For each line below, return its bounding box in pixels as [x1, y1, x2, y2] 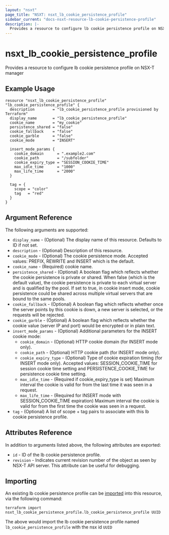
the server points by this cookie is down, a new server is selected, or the [12, 306, 163, 312]
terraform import [5, 506, 42, 511]
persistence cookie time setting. [20, 371, 87, 377]
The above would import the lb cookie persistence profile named [5, 519, 139, 525]
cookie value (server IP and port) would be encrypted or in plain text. [12, 322, 156, 328]
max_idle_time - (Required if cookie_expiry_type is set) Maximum [20, 376, 154, 382]
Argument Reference [5, 213, 72, 222]
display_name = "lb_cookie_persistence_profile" [10, 116, 127, 121]
